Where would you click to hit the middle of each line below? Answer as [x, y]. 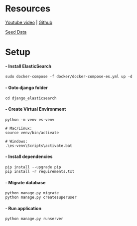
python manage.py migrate [32, 193]
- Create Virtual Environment [36, 109]
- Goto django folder [27, 87]
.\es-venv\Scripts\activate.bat [39, 146]
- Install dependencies [29, 156]
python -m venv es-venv [30, 120]
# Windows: [16, 141]
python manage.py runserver [34, 219]
